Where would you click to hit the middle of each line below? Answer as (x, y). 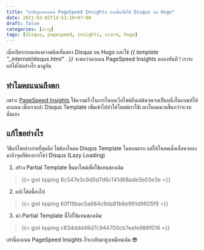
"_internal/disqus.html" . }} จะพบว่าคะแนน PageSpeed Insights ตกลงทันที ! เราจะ (100, 59)
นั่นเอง (13, 114)
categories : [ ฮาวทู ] (30, 29)
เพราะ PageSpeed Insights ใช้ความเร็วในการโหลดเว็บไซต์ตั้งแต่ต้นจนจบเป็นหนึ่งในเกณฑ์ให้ (102, 100)
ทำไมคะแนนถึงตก (33, 85)
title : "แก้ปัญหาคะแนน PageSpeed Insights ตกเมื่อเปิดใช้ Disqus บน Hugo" (91, 12)
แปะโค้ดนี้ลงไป (30, 191)
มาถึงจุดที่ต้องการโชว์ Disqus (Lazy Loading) (56, 155)
